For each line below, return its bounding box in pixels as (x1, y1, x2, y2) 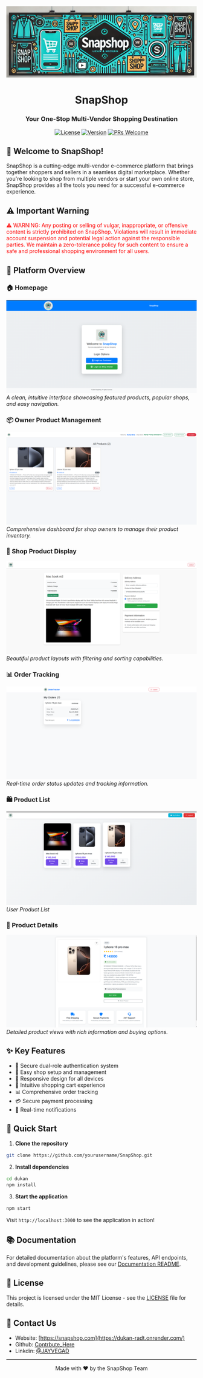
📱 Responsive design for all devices (14, 1075, 104, 1082)
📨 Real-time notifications (14, 1106, 77, 1113)
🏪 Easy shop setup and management (14, 1068, 107, 1076)
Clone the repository (14, 1140, 68, 1147)
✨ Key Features (6, 1046, 65, 1056)
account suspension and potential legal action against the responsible (6, 235, 180, 242)
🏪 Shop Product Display (6, 547, 77, 556)
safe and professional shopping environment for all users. (6, 248, 150, 255)
